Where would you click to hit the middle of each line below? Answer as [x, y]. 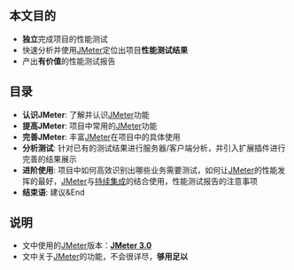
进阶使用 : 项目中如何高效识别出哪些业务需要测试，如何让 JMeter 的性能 [150, 170]
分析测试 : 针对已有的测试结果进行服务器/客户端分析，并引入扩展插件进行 [154, 148]
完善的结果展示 [49, 158]
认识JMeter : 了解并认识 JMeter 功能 [86, 114]
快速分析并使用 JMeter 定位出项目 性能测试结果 [105, 50]
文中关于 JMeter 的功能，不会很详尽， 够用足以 [105, 257]
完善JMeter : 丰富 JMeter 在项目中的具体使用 [101, 136]
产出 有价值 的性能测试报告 [69, 61]
